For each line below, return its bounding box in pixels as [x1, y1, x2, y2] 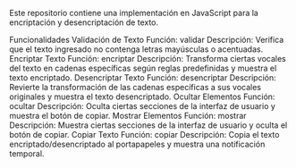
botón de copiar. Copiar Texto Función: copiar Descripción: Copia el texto [9, 130, 280, 139]
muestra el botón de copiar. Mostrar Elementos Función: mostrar [9, 111, 248, 121]
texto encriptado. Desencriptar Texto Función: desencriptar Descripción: [9, 72, 277, 83]
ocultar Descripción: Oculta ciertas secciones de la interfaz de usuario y [9, 101, 275, 111]
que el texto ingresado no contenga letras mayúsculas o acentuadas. [9, 44, 264, 55]
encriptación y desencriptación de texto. [9, 17, 159, 28]
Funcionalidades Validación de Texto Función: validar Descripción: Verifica [9, 35, 284, 45]
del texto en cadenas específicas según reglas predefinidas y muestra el [9, 63, 277, 73]
